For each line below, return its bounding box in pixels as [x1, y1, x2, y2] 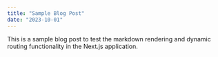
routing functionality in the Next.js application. [7, 42, 138, 50]
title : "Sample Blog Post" [7, 9, 85, 17]
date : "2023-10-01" [7, 16, 63, 23]
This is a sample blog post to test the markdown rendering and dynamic [7, 35, 212, 43]
